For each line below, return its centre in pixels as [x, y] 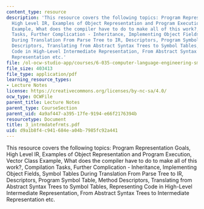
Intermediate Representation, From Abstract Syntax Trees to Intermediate [98, 193]
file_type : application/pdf [42, 74]
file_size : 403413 [29, 68]
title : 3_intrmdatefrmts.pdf [43, 125]
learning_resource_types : [39, 80]
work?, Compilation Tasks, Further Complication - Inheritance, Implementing [102, 167]
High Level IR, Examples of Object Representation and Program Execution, [99, 154]
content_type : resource [36, 12]
